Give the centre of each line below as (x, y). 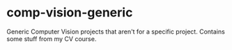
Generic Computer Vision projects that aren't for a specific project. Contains (116, 32)
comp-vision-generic (70, 13)
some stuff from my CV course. (52, 38)
